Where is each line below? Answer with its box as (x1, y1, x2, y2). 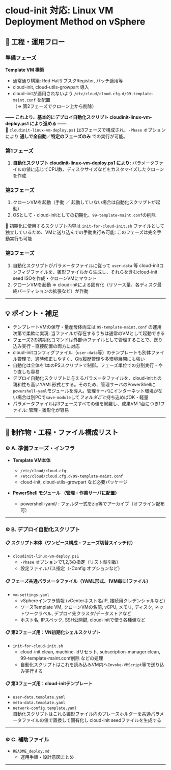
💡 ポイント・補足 (5, 309, 59, 318)
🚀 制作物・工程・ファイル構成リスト (5, 428, 119, 436)
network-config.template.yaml (12, 706, 77, 711)
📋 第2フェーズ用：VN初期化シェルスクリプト (5, 629, 101, 635)
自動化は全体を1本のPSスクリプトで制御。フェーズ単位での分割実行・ (12, 362, 159, 368)
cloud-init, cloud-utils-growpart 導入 (12, 84, 89, 90)
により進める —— (30, 120, 67, 126)
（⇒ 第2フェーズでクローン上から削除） (12, 103, 97, 109)
